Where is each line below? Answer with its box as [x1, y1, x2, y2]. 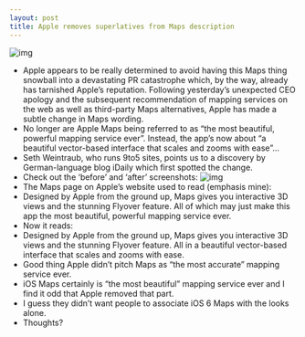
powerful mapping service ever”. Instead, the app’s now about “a [22, 132, 267, 143]
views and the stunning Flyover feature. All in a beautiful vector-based [22, 239, 288, 250]
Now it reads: [22, 220, 73, 231]
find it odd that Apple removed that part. [22, 288, 174, 299]
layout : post [9, 13, 59, 23]
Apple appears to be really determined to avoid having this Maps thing [22, 65, 288, 76]
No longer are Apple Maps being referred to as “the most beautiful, [22, 122, 276, 133]
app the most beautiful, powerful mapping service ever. [22, 210, 232, 221]
